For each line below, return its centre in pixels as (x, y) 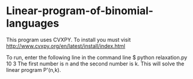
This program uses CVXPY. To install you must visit (69, 39)
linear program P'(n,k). (33, 70)
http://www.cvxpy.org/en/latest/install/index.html (66, 46)
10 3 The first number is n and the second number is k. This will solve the (95, 64)
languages (33, 23)
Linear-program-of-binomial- (80, 11)
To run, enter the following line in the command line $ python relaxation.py (97, 57)
